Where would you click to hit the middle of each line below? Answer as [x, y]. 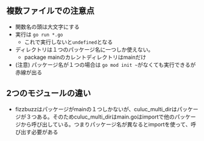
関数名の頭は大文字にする [47, 27]
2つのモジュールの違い [49, 93]
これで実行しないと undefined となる [69, 42]
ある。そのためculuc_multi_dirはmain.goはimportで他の [105, 117]
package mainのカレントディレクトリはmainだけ [85, 57]
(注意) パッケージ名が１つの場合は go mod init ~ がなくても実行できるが [105, 64]
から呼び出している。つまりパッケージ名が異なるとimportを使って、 [106, 124]
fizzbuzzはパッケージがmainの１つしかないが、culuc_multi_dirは [96, 109]
